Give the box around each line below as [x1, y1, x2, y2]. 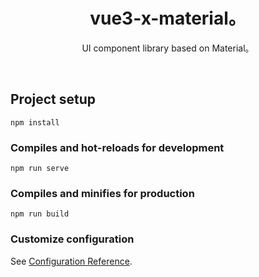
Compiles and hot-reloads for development [10, 140, 225, 154]
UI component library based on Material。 [81, 42, 255, 54]
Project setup [10, 91, 97, 108]
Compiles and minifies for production [10, 186, 195, 200]
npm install [10, 117, 60, 128]
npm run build [10, 209, 70, 219]
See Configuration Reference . [10, 255, 133, 267]
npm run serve [10, 164, 70, 174]
